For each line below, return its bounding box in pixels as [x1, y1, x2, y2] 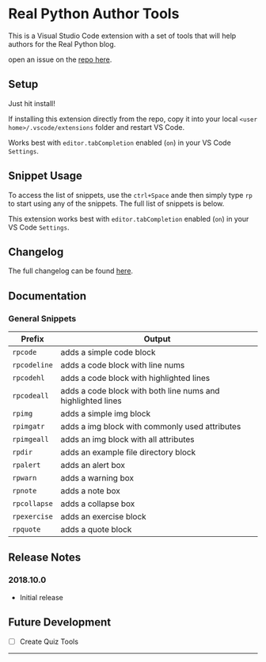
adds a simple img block [60, 409, 151, 420]
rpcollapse [12, 500, 53, 508]
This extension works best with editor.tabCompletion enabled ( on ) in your [8, 214, 249, 223]
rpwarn [12, 474, 37, 483]
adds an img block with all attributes [60, 434, 195, 445]
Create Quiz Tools [19, 637, 79, 646]
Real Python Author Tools [8, 5, 180, 23]
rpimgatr [12, 422, 45, 432]
